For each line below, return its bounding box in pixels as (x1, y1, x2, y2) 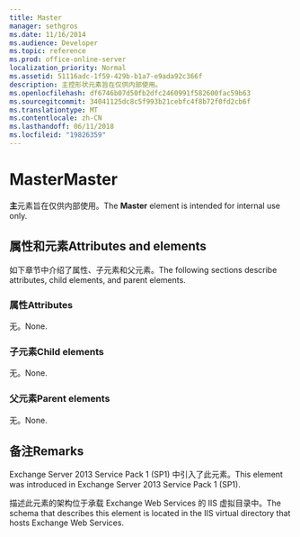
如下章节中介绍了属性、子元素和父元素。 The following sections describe (9, 264, 278, 275)
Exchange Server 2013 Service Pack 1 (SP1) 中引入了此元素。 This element (9, 469, 283, 480)
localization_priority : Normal (9, 64, 127, 73)
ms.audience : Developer (9, 38, 99, 48)
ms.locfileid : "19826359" (9, 131, 106, 140)
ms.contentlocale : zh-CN (9, 114, 102, 123)
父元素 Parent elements (9, 393, 110, 405)
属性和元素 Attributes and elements (9, 239, 207, 254)
